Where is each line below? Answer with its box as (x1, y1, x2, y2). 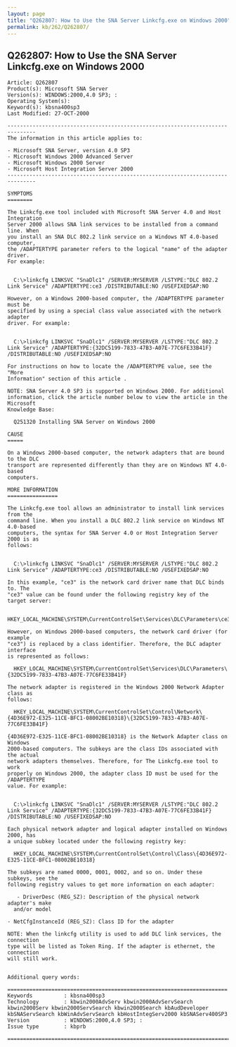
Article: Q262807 (7, 79, 58, 87)
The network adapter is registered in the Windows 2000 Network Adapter (7, 684, 225, 691)
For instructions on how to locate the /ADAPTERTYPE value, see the (7, 363, 212, 370)
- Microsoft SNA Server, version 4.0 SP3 (7, 147, 131, 154)
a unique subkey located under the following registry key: (7, 838, 188, 845)
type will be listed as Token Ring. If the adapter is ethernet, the (7, 943, 216, 950)
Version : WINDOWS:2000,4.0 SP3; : (7, 1017, 143, 1024)
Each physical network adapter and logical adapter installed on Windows (7, 826, 228, 833)
